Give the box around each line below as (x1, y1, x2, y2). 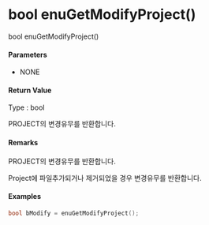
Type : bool (8, 103, 45, 112)
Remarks (8, 137, 39, 147)
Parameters (8, 50, 47, 59)
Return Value (8, 85, 52, 95)
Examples (8, 192, 42, 201)
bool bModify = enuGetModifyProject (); (8, 209, 140, 217)
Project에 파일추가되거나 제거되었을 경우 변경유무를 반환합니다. (8, 173, 203, 182)
